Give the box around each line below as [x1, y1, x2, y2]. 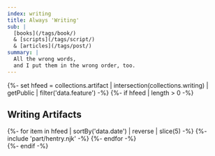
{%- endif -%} [7, 142, 49, 150]
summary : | [7, 49, 39, 56]
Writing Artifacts [7, 109, 82, 120]
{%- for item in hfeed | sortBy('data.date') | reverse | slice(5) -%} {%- [7, 127, 207, 136]
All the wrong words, [13, 56, 77, 63]
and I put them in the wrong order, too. [13, 62, 136, 69]
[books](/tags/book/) [13, 29, 77, 37]
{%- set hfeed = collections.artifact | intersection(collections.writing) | [7, 81, 209, 89]
